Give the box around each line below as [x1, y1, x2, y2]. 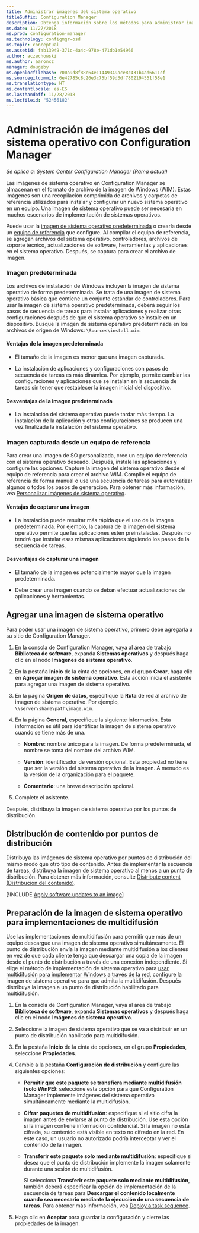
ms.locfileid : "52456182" [6, 97, 70, 103]
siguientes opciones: [14, 1068, 66, 1075]
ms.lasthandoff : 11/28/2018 [6, 92, 76, 98]
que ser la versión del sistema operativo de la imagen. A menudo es [23, 764, 190, 771]
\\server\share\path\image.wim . [14, 704, 94, 711]
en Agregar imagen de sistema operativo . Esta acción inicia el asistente [14, 674, 192, 681]
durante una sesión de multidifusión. [23, 1165, 113, 1172]
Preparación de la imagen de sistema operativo [6, 908, 184, 918]
